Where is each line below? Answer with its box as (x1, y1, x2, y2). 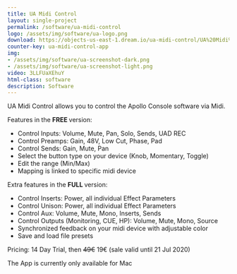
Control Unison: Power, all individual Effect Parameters (17, 202, 176, 210)
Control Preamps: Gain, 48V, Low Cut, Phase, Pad (17, 137, 162, 145)
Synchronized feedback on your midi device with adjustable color (17, 224, 208, 233)
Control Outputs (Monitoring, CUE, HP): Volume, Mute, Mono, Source (17, 217, 219, 225)
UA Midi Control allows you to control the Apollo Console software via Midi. (7, 102, 226, 110)
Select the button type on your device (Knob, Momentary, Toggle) (17, 152, 209, 160)
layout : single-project (7, 17, 78, 24)
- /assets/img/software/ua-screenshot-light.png (7, 63, 153, 70)
